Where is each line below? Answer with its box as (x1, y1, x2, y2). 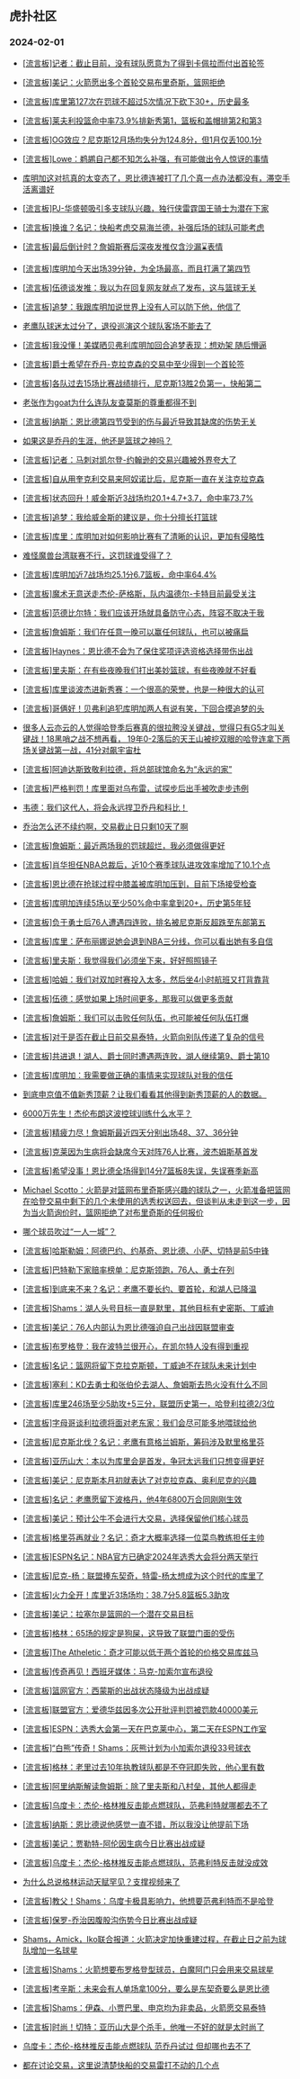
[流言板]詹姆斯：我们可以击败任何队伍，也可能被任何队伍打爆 (22, 1012, 250, 1023)
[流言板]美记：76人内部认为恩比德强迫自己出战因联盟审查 (22, 1321, 235, 1332)
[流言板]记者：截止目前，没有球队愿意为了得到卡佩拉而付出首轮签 (22, 58, 265, 68)
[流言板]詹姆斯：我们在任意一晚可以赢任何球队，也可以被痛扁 (22, 626, 250, 637)
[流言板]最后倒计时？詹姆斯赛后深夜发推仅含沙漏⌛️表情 (22, 241, 224, 252)
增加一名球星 (30, 1945, 78, 1956)
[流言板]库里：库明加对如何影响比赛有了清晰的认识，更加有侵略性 (22, 530, 265, 542)
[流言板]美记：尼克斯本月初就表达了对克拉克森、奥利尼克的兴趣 (22, 1474, 258, 1485)
